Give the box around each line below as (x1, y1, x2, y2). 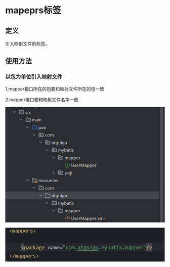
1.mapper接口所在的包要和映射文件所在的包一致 (5, 85, 105, 92)
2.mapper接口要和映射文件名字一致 (5, 97, 79, 103)
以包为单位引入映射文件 (5, 73, 62, 80)
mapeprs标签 (5, 5, 62, 16)
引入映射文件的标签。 (5, 41, 50, 47)
